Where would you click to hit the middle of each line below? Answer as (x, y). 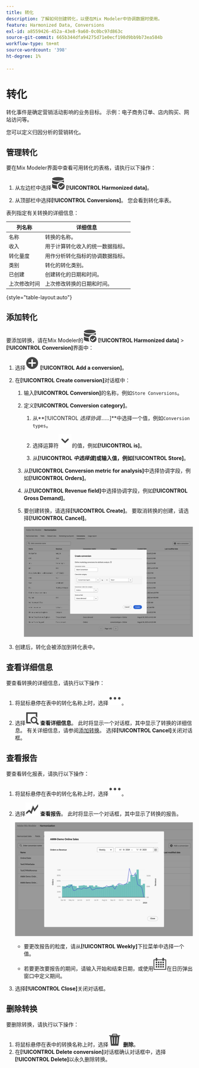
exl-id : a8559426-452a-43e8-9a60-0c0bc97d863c (65, 31)
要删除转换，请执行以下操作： (42, 1024)
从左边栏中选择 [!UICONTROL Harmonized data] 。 (84, 188)
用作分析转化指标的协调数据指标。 (87, 255)
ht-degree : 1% (24, 56)
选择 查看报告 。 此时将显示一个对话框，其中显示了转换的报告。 (98, 813)
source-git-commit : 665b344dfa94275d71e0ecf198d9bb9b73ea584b (84, 38)
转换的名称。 (61, 237)
